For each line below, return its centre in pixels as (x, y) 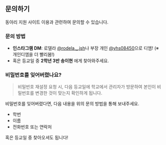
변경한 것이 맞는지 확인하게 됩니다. (69, 93)
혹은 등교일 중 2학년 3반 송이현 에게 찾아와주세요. (61, 61)
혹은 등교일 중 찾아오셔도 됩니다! (37, 137)
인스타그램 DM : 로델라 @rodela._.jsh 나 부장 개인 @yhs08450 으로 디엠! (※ (86, 48)
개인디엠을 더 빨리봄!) (33, 55)
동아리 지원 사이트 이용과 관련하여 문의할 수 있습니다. (57, 22)
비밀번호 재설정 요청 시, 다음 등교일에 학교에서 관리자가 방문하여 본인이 (87, 87)
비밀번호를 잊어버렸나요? (33, 75)
